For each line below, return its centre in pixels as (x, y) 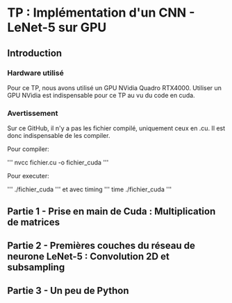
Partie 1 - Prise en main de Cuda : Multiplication (111, 211)
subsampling (36, 267)
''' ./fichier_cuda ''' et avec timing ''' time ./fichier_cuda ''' (90, 189)
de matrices (34, 222)
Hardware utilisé (35, 73)
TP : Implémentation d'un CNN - (101, 13)
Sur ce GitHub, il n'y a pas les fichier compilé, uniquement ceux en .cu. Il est (116, 128)
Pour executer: (28, 176)
